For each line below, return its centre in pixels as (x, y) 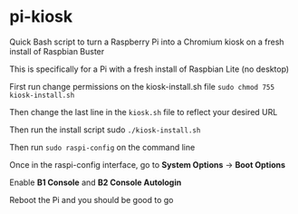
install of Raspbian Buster (57, 51)
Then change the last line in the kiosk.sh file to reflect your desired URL (144, 112)
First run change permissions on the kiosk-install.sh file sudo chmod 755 (142, 86)
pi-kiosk (41, 17)
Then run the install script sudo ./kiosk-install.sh (105, 130)
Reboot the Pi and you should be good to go (91, 199)
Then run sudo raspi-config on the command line (102, 147)
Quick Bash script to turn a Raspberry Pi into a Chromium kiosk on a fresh (147, 42)
